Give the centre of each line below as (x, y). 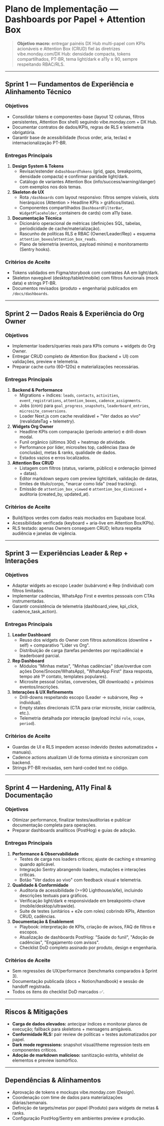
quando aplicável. (37, 864)
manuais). (22, 752)
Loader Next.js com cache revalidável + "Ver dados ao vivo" (80, 416)
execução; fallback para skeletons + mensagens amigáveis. (72, 1029)
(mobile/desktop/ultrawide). (47, 906)
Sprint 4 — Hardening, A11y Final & (58, 788)
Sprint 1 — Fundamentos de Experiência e (70, 84)
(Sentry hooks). (35, 249)
